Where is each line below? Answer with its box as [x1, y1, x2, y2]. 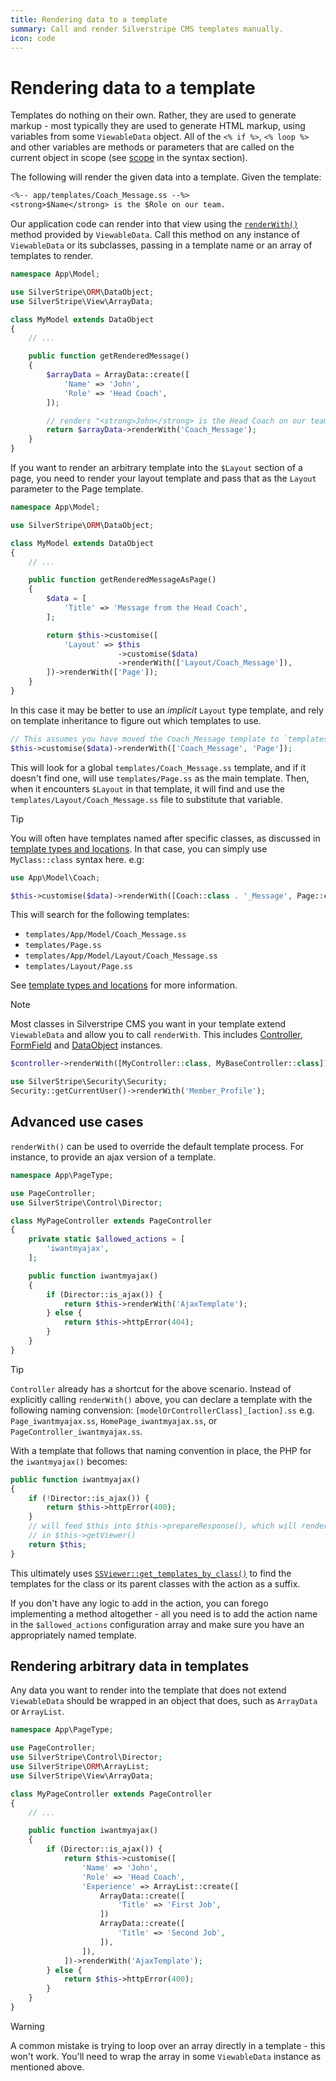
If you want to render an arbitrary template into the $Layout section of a [10, 462, 303, 474]
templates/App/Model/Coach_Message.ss [24, 930, 187, 940]
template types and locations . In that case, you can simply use [10, 842, 268, 855]
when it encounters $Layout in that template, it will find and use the [10, 782, 286, 795]
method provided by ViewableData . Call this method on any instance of [10, 229, 300, 241]
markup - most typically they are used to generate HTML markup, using [10, 120, 306, 132]
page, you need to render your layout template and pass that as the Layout [10, 472, 317, 485]
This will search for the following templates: [10, 909, 190, 921]
